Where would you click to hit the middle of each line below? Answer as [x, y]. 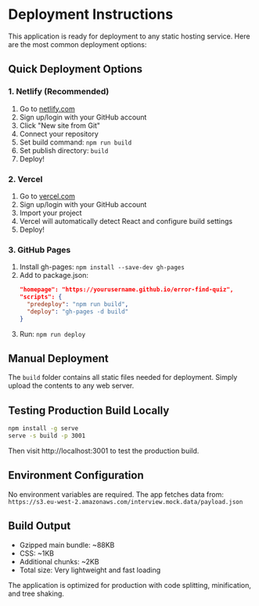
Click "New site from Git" [59, 125]
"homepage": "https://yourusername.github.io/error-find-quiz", [126, 290]
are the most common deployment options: [77, 44]
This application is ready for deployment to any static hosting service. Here [129, 36]
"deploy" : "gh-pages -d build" [78, 312]
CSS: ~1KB [37, 553]
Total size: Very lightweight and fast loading [90, 570]
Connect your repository [59, 133]
